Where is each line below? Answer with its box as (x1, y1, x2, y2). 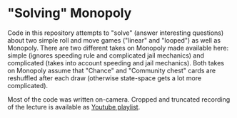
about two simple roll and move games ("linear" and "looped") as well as (7, 36, 221, 44)
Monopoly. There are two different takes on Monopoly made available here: (7, 43, 229, 52)
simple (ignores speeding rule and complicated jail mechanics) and (7, 51, 205, 60)
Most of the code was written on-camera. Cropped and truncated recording (7, 95, 231, 104)
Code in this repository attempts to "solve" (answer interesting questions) (7, 28, 224, 37)
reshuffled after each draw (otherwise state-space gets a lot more (7, 73, 202, 82)
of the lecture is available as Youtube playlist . (7, 102, 141, 111)
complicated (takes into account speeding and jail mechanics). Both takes (7, 58, 225, 67)
